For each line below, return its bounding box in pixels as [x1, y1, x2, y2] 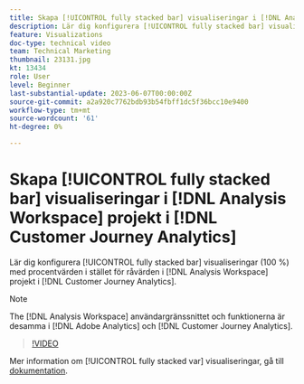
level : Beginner [9, 80, 71, 89]
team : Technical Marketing [9, 47, 111, 56]
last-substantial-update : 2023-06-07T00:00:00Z [9, 89, 193, 98]
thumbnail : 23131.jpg [9, 55, 91, 64]
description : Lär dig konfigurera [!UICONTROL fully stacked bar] [9, 22, 265, 31]
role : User [9, 72, 51, 81]
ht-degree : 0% [9, 123, 63, 132]
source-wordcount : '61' [9, 114, 100, 123]
